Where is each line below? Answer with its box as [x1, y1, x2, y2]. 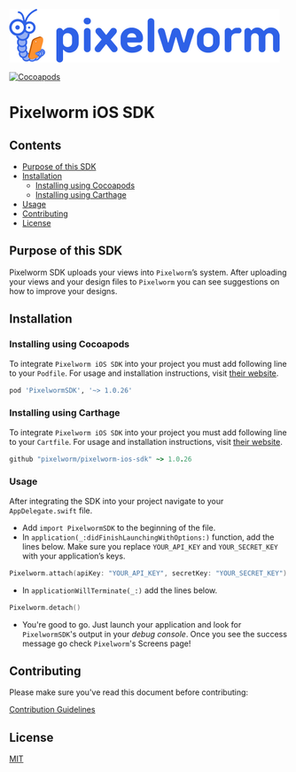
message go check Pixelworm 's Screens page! [21, 638, 191, 649]
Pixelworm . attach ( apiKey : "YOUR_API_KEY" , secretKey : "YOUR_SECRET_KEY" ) [9, 568, 288, 578]
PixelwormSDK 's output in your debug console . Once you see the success [21, 628, 288, 639]
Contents [9, 137, 62, 152]
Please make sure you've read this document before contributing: [9, 687, 249, 698]
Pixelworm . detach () [9, 603, 82, 612]
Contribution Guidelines [9, 705, 96, 715]
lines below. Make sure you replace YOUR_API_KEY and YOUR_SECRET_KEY [21, 541, 279, 551]
